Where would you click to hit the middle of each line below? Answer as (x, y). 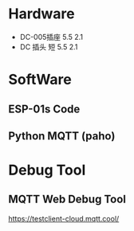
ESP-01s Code (44, 109)
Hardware (41, 14)
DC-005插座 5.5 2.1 (51, 37)
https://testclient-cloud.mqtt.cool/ (64, 218)
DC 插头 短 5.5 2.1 (49, 47)
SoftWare (40, 80)
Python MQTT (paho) (62, 136)
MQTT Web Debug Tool (67, 200)
